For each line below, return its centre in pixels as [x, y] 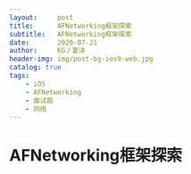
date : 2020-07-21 [54, 42]
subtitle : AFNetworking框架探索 [71, 34]
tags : [19, 76]
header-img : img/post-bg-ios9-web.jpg [81, 59]
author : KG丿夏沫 [47, 51]
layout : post [42, 17]
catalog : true [36, 68]
